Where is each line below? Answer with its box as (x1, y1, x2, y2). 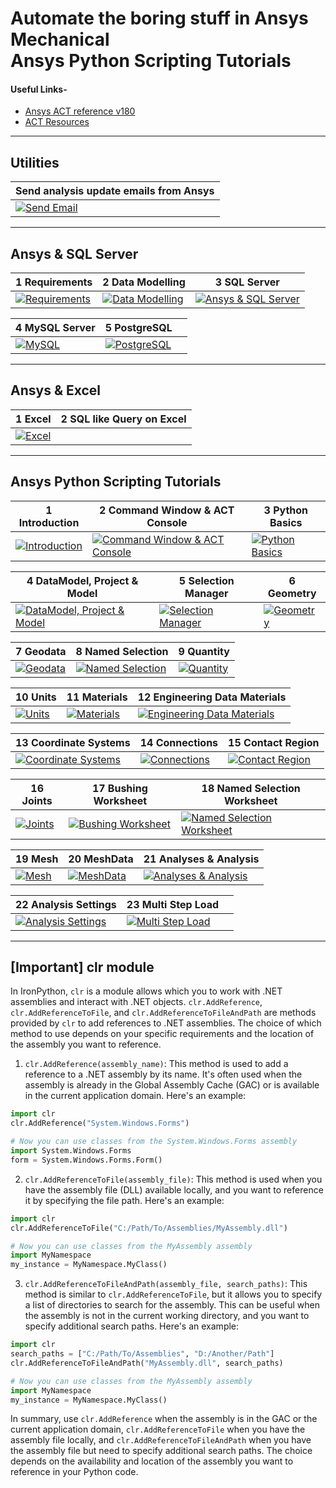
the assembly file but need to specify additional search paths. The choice (10, 1445, 313, 1457)
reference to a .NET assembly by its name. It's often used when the (24, 1068, 303, 1081)
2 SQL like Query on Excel (60, 412, 187, 426)
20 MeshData (68, 852, 134, 866)
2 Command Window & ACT (99, 503, 235, 517)
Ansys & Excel (10, 382, 102, 399)
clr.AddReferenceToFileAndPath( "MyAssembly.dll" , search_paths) (10, 1358, 284, 1368)
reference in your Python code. (10, 1466, 139, 1478)
